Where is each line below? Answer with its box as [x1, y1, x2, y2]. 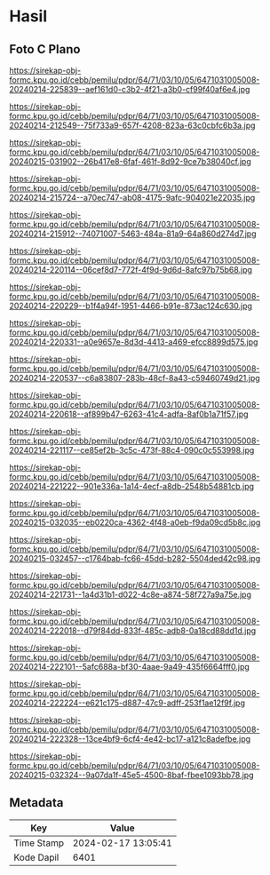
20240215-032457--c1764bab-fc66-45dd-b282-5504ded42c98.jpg [9, 553, 260, 563]
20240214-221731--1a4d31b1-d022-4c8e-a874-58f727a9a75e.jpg [9, 589, 251, 600]
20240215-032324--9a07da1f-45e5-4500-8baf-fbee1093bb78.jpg [9, 770, 254, 780]
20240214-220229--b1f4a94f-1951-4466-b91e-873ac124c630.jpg [9, 300, 253, 311]
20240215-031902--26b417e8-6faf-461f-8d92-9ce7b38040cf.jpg [9, 156, 251, 166]
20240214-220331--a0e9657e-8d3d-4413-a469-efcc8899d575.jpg [9, 337, 258, 347]
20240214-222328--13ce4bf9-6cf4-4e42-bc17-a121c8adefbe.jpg [9, 734, 251, 744]
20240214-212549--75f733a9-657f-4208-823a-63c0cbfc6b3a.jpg [9, 120, 256, 131]
